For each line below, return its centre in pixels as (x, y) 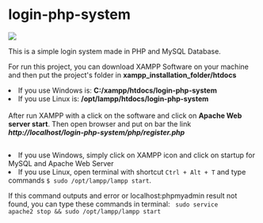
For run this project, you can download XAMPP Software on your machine (129, 66)
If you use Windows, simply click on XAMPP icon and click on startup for (137, 155)
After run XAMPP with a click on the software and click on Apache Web (125, 115)
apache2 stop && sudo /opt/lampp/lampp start (84, 212)
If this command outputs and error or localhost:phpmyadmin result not (123, 196)
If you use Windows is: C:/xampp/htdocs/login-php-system (118, 90)
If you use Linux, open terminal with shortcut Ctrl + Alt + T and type (132, 172)
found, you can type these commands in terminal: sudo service (113, 204)
